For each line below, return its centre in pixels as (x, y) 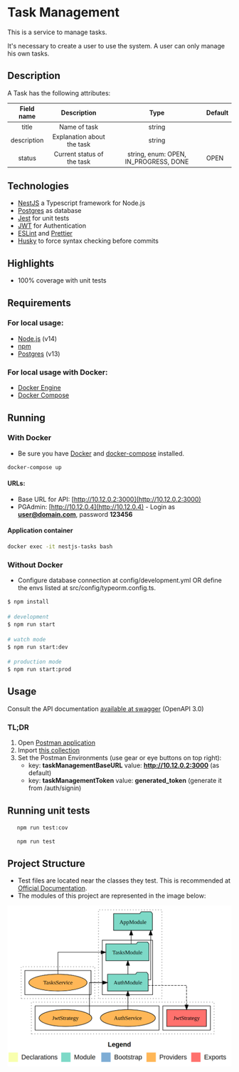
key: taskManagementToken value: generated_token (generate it (125, 781)
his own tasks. (28, 53)
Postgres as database (49, 211)
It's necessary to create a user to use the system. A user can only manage (116, 46)
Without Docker (35, 564)
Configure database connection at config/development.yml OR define (119, 580)
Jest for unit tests (43, 219)
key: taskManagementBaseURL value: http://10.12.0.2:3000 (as (124, 765)
